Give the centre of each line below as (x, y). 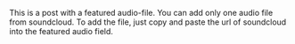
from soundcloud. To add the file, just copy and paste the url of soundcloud (148, 22)
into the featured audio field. (61, 31)
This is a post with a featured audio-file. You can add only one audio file (141, 13)
